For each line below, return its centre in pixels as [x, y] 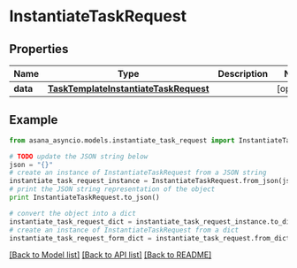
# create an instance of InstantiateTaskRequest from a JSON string [138, 173]
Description [243, 74]
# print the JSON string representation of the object [112, 189]
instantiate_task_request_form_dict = [80, 238]
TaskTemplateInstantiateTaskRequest [128, 88]
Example [34, 120]
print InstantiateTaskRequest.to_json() [85, 198]
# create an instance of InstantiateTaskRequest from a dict [124, 230]
